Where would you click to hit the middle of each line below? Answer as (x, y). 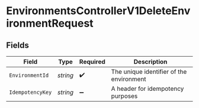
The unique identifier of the (149, 72)
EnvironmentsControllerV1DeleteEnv (98, 11)
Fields (18, 45)
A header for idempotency (147, 89)
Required (92, 62)
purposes (124, 96)
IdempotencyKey (31, 92)
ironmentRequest (50, 23)
